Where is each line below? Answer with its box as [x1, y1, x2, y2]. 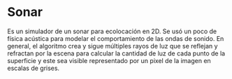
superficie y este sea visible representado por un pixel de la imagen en [7, 56, 211, 64]
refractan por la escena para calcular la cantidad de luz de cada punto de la [7, 49, 226, 58]
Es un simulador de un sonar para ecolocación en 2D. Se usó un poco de [7, 27, 217, 35]
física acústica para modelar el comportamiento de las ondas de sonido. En [7, 34, 224, 42]
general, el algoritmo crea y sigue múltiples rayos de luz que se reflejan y [7, 42, 218, 50]
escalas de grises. [7, 64, 60, 72]
